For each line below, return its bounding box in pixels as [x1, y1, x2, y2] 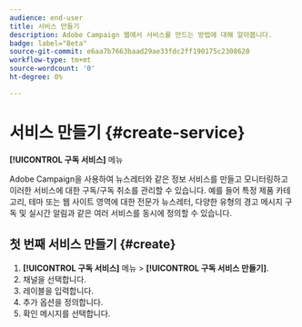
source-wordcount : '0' [9, 64, 96, 74]
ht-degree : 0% [9, 73, 64, 82]
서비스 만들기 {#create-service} [9, 122, 246, 143]
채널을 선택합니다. [22, 273, 86, 284]
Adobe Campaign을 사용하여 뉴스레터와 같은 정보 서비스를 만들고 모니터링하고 [9, 173, 288, 184]
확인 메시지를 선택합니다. [22, 308, 111, 319]
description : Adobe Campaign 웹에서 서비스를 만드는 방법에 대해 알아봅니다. [9, 30, 273, 39]
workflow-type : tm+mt [9, 55, 92, 64]
